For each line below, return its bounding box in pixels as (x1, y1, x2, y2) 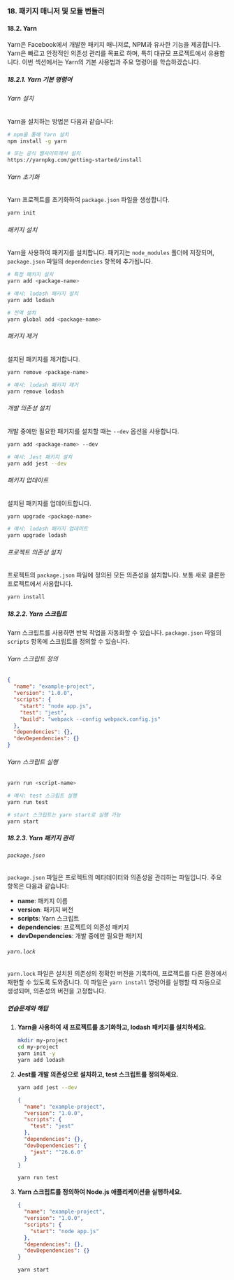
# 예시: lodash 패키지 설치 (7, 290, 79, 298)
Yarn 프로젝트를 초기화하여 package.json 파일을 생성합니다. (7, 196, 170, 204)
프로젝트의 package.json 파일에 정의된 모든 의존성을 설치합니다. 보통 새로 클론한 (7, 571, 226, 580)
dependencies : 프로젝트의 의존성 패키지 (17, 923, 129, 931)
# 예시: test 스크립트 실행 (7, 792, 78, 800)
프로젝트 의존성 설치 (7, 547, 61, 556)
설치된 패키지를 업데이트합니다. (7, 498, 92, 508)
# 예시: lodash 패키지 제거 (7, 381, 79, 389)
